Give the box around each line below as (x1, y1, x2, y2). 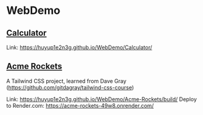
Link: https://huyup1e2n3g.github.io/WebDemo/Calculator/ (6, 44, 153, 51)
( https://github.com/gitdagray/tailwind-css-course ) (6, 84, 134, 91)
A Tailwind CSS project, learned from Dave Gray (6, 77, 126, 85)
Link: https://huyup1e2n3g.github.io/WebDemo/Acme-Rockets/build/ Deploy (6, 95, 198, 103)
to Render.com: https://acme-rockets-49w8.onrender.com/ (6, 102, 154, 109)
